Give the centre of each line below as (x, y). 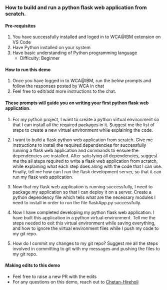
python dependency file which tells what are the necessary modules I (84, 197)
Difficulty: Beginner (40, 58)
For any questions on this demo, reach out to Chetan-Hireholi (75, 281)
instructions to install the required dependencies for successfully (79, 145)
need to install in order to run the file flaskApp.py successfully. (77, 202)
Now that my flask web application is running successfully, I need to (82, 186)
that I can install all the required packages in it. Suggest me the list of (83, 125)
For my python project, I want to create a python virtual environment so (85, 119)
